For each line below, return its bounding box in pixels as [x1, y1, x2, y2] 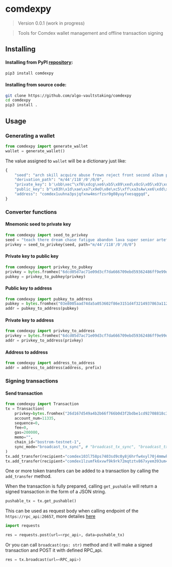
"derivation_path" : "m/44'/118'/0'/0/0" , [14, 177, 104, 183]
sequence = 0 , [14, 420, 40, 426]
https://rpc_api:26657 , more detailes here [5, 513, 96, 519]
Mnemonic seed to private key [5, 221, 71, 227]
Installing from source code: [5, 82, 67, 88]
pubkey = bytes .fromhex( [5, 301, 58, 307]
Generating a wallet [5, 132, 55, 139]
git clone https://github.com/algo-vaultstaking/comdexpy [5, 93, 132, 98]
